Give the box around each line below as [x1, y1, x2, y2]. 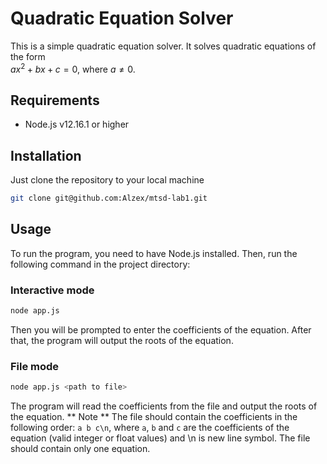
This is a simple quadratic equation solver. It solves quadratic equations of [10, 40, 317, 52]
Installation [10, 147, 82, 164]
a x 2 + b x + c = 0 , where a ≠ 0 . [10, 61, 136, 75]
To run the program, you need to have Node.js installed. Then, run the [10, 247, 298, 259]
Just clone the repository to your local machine [10, 174, 205, 186]
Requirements [10, 92, 100, 109]
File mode [10, 360, 60, 373]
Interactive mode [10, 283, 95, 297]
